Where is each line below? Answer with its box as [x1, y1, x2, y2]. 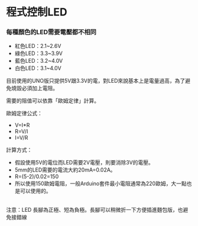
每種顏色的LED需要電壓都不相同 [6, 28, 96, 36]
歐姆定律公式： [6, 110, 43, 117]
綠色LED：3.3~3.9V [14, 50, 63, 57]
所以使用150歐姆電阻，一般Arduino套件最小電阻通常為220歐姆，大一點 [14, 180, 187, 187]
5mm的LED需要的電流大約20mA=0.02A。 [14, 166, 116, 173]
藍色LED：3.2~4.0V [14, 57, 63, 64]
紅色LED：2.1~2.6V [14, 43, 61, 50]
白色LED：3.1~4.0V [14, 64, 61, 72]
